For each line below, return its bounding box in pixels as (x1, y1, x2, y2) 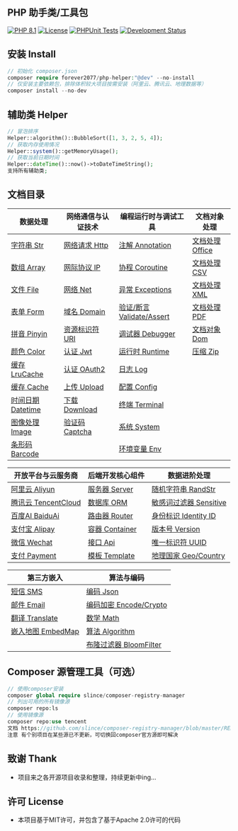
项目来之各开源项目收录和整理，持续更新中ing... (17, 773, 157, 781)
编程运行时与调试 (120, 211, 177, 221)
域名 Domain (63, 307, 106, 317)
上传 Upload (63, 382, 104, 392)
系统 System (118, 422, 161, 431)
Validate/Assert (118, 311, 170, 321)
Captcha (63, 426, 92, 436)
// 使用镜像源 (7, 711, 44, 719)
